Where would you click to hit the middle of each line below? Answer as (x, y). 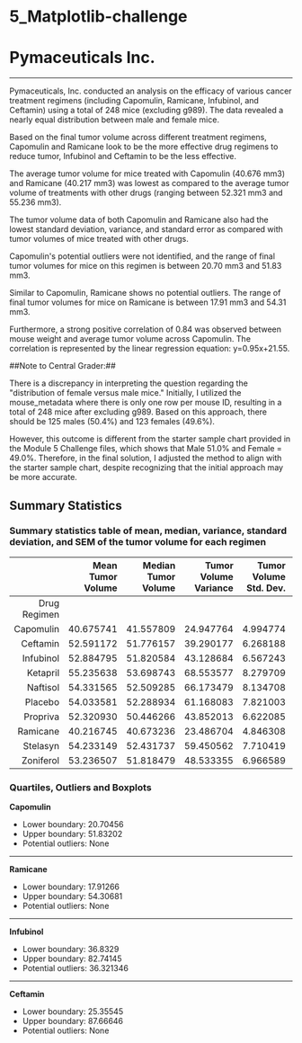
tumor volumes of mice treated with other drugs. (99, 239)
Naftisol (43, 687)
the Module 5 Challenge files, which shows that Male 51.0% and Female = (146, 449)
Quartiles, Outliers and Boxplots (80, 787)
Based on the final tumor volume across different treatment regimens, (138, 138)
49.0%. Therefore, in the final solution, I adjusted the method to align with (146, 458)
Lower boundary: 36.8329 (71, 949)
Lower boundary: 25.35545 (73, 1012)
